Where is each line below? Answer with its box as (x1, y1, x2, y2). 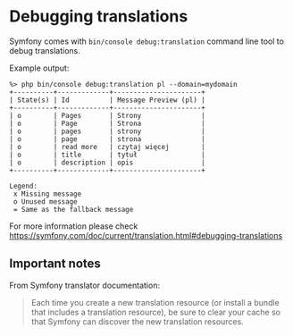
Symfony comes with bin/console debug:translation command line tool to (9, 36, 284, 46)
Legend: (9, 181, 38, 190)
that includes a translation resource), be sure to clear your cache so (30, 307, 281, 317)
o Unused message (13, 197, 78, 206)
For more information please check (9, 221, 138, 231)
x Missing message (13, 189, 82, 198)
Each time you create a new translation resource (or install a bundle (30, 297, 280, 307)
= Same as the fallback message (13, 205, 134, 214)
